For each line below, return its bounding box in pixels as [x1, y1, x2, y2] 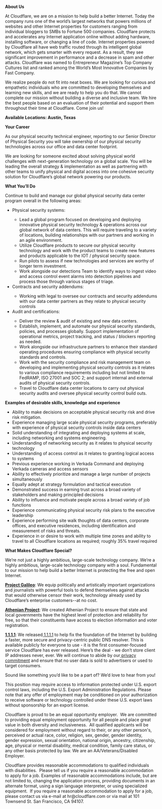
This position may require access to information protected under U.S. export [5, 682, 157, 687]
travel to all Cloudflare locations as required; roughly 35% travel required [12, 538, 157, 544]
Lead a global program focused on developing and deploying [19, 217, 141, 222]
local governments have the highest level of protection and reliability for [5, 612, 148, 618]
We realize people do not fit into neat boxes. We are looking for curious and [5, 79, 156, 85]
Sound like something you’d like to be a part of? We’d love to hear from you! [5, 672, 156, 678]
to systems [12, 456, 34, 461]
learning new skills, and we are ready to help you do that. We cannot [5, 90, 142, 95]
